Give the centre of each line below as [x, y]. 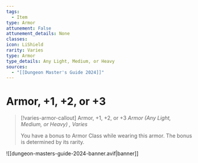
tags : [13, 12]
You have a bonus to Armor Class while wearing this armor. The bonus [106, 136]
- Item [20, 17]
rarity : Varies [25, 50]
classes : [17, 39]
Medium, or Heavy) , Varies [54, 124]
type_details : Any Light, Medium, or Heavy [61, 61]
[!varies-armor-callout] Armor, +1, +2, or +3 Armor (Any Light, [96, 118]
